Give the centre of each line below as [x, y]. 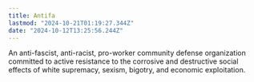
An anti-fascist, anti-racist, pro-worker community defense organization [127, 53]
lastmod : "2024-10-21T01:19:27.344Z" [71, 23]
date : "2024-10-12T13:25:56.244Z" [66, 30]
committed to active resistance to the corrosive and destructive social [123, 61]
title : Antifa [32, 16]
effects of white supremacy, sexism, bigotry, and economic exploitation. [127, 70]
